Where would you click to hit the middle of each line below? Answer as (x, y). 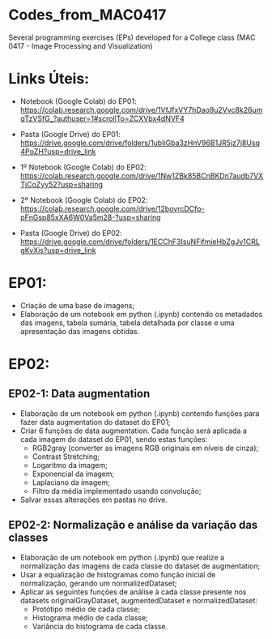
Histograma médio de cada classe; (90, 617)
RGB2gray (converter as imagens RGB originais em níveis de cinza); (145, 448)
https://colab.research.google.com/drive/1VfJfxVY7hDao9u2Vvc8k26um (141, 109)
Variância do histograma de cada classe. (100, 626)
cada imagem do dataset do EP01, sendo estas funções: (114, 439)
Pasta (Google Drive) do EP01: (70, 134)
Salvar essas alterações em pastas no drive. (94, 500)
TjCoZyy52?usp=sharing (62, 184)
